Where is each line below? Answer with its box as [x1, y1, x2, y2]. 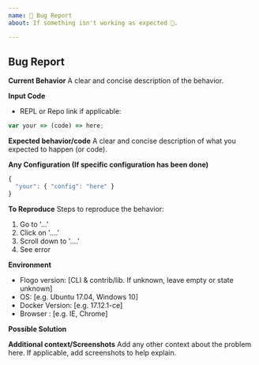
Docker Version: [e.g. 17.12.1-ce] [19, 300, 123, 310]
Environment [8, 260, 51, 269]
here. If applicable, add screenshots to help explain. [8, 348, 177, 357]
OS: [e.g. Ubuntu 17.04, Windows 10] [19, 292, 138, 301]
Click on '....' [19, 228, 60, 237]
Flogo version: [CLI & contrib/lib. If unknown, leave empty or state [19, 275, 235, 284]
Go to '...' [19, 219, 49, 229]
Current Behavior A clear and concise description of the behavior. [8, 76, 224, 85]
